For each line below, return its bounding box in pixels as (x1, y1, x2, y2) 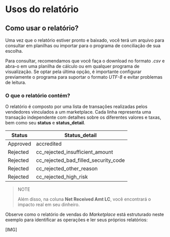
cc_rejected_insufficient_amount (36, 149, 113, 156)
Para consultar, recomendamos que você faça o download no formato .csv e (5, 58, 165, 64)
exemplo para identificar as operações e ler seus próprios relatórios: (5, 217, 148, 223)
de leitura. (5, 80, 26, 85)
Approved (8, 141, 31, 148)
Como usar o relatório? (5, 24, 79, 32)
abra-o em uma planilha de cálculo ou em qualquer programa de (5, 63, 140, 69)
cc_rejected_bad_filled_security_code (36, 157, 125, 164)
